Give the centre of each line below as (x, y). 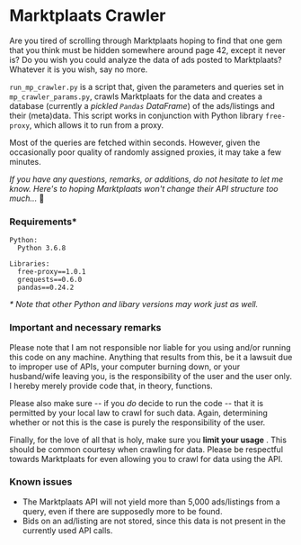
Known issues (41, 482)
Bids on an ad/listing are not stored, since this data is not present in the (154, 521)
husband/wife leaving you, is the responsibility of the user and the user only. (151, 376)
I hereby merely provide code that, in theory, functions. (111, 386)
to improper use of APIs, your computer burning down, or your (125, 367)
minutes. (26, 161)
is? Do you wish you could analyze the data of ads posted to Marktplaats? (146, 59)
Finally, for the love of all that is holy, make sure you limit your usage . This (148, 440)
